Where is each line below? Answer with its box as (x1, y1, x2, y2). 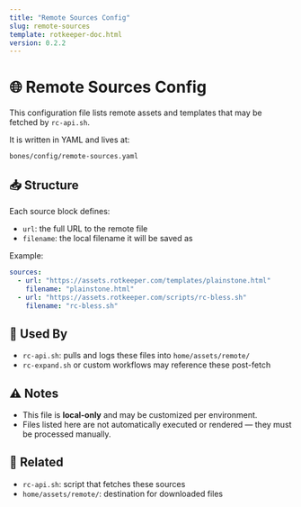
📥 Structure (9, 177, 79, 193)
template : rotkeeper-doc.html (9, 30, 123, 39)
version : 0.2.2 (9, 38, 66, 48)
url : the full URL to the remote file (22, 223, 148, 234)
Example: (9, 250, 44, 261)
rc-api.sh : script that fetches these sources (22, 478, 186, 489)
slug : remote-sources (9, 22, 91, 31)
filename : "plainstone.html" (25, 285, 135, 294)
